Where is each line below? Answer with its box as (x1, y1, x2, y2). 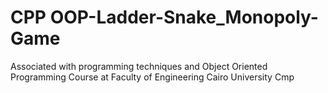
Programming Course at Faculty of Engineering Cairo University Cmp (10, 71, 295, 83)
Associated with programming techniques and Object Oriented (10, 60, 268, 72)
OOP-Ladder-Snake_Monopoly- (49, 6, 319, 29)
